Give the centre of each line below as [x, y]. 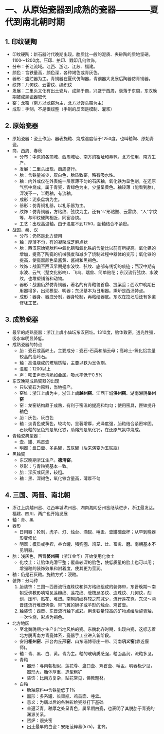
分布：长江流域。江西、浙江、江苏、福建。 [55, 66]
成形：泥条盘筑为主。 [41, 199]
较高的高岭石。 [34, 356]
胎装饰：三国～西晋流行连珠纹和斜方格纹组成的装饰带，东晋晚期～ [85, 587]
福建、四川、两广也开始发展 [40, 514]
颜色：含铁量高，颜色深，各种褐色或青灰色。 [57, 73]
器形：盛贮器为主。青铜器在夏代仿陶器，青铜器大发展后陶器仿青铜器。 [82, 79]
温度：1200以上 [35, 368]
